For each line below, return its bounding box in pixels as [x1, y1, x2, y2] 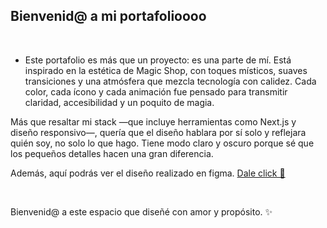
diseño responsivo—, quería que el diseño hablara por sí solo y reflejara [10, 126, 307, 138]
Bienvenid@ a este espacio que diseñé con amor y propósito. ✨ [10, 205, 273, 218]
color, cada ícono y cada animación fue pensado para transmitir [24, 85, 288, 98]
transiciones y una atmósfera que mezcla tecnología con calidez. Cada [24, 75, 317, 87]
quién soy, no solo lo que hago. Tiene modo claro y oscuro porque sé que [10, 137, 315, 149]
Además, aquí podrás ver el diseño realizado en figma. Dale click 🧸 [10, 167, 286, 179]
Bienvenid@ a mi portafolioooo [10, 8, 207, 25]
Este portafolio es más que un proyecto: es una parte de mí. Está [24, 54, 292, 66]
